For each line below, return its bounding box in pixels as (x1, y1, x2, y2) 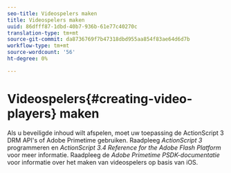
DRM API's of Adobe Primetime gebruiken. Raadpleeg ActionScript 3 (7, 136, 203, 144)
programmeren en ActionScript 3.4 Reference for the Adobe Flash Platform (7, 143, 221, 152)
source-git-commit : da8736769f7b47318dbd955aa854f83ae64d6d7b (7, 36, 190, 43)
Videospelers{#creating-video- (7, 91, 193, 107)
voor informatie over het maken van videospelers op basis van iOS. (7, 158, 198, 166)
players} (7, 105, 57, 121)
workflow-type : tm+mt (7, 42, 70, 49)
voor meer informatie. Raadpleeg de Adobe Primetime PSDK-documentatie (7, 150, 220, 159)
